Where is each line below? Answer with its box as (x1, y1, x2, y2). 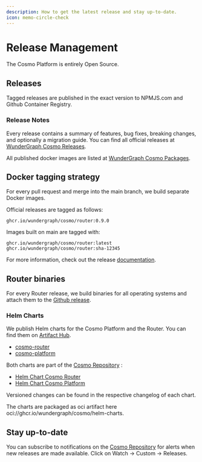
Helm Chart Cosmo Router (15, 373, 81, 381)
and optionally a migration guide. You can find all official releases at (6, 136, 175, 143)
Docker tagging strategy (6, 172, 100, 182)
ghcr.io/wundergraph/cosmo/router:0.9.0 (6, 218, 110, 224)
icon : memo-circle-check (6, 15, 69, 21)
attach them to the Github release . (6, 296, 91, 304)
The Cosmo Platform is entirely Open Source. (6, 61, 119, 68)
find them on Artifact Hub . (6, 332, 71, 339)
